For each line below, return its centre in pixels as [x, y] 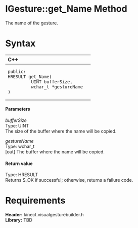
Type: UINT [17, 126]
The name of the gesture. [32, 23]
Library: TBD [19, 220]
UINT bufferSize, [52, 82]
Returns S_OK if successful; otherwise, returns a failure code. [69, 180]
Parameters [18, 109]
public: [17, 71]
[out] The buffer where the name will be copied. [55, 152]
